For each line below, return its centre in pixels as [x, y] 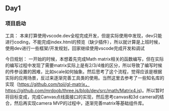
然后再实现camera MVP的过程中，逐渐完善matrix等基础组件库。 [80, 103]
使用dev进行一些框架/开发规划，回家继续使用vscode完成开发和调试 [75, 48]
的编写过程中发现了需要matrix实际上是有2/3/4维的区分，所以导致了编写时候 [84, 65]
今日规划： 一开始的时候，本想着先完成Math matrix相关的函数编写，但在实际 [84, 59]
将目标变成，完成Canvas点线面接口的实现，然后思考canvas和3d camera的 [82, 97]
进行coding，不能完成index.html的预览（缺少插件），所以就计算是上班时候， [84, 42]
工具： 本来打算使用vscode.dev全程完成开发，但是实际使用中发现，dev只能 [84, 35]
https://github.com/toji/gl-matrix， [54, 84]
